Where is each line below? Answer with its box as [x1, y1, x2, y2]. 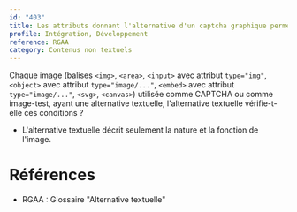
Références [9, 165, 95, 185]
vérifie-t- [244, 98, 278, 109]
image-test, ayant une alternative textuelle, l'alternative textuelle [9, 98, 243, 109]
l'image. [21, 134, 51, 145]
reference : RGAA [9, 37, 69, 47]
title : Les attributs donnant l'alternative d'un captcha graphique [9, 21, 267, 30]
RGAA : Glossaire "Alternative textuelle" [21, 194, 166, 205]
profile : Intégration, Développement [9, 29, 148, 38]
